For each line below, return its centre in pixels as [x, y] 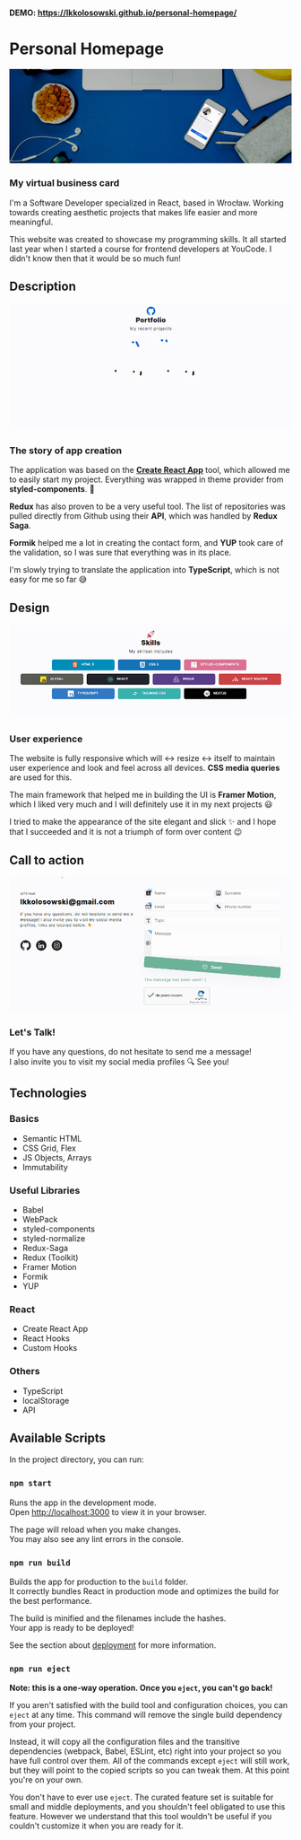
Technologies [48, 1094]
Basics [24, 1119]
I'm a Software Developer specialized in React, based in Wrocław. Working [146, 203]
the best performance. [51, 1600]
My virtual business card [64, 183]
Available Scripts [57, 1437]
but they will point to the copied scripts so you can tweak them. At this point [149, 1770]
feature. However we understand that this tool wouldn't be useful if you [141, 1817]
